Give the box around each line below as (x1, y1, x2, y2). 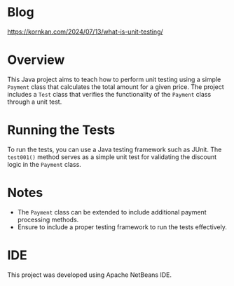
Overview (7, 52, 65, 68)
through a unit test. (7, 97, 62, 106)
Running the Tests (7, 122, 116, 138)
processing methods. (17, 215, 79, 224)
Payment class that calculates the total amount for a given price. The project (7, 82, 224, 91)
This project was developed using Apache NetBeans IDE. (7, 271, 172, 279)
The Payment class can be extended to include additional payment (17, 207, 207, 216)
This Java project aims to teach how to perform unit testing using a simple (7, 75, 221, 83)
